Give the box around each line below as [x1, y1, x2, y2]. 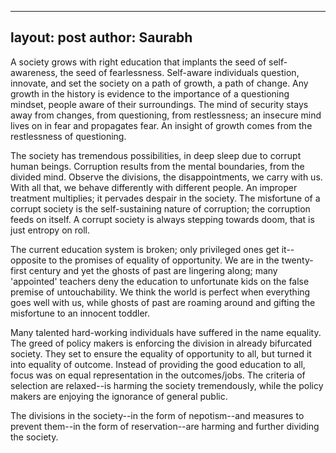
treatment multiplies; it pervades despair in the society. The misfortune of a [10, 192, 321, 204]
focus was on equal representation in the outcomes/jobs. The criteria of [10, 369, 306, 381]
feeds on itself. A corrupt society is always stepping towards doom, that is [10, 213, 315, 225]
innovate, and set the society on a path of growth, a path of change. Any [10, 77, 309, 89]
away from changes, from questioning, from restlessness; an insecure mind [10, 109, 322, 121]
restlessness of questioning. [10, 130, 127, 142]
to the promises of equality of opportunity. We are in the [48, 254, 280, 266]
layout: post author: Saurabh [10, 29, 193, 46]
